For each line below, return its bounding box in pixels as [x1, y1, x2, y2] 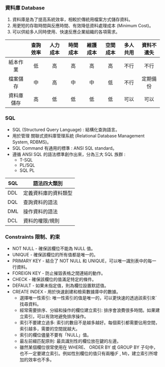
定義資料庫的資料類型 [23, 189, 73, 196]
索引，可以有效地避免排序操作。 [24, 313, 89, 319]
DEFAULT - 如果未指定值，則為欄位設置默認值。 [12, 283, 109, 288]
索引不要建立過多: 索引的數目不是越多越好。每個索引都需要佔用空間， [19, 320, 160, 326]
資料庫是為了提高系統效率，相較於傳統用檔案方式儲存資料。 [12, 16, 133, 23]
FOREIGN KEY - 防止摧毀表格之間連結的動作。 [12, 270, 106, 276]
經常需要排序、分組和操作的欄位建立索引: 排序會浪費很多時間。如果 [19, 307, 156, 313]
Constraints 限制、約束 [5, 233, 60, 240]
